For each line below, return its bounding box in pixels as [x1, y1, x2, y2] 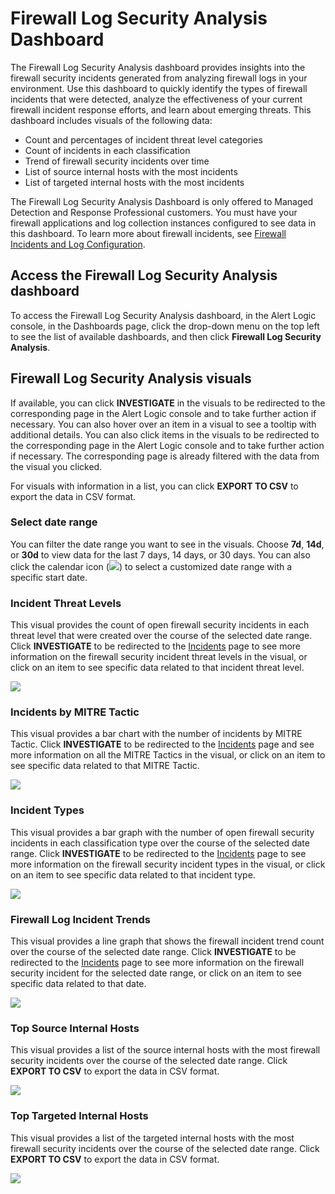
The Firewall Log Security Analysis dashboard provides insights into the [10, 61, 306, 73]
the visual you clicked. [10, 460, 103, 472]
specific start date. [10, 571, 88, 583]
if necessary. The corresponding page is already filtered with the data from [10, 450, 320, 462]
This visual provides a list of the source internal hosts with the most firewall [10, 1044, 321, 1056]
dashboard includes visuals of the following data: [10, 114, 213, 126]
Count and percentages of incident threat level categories [24, 133, 263, 146]
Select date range [10, 515, 98, 529]
